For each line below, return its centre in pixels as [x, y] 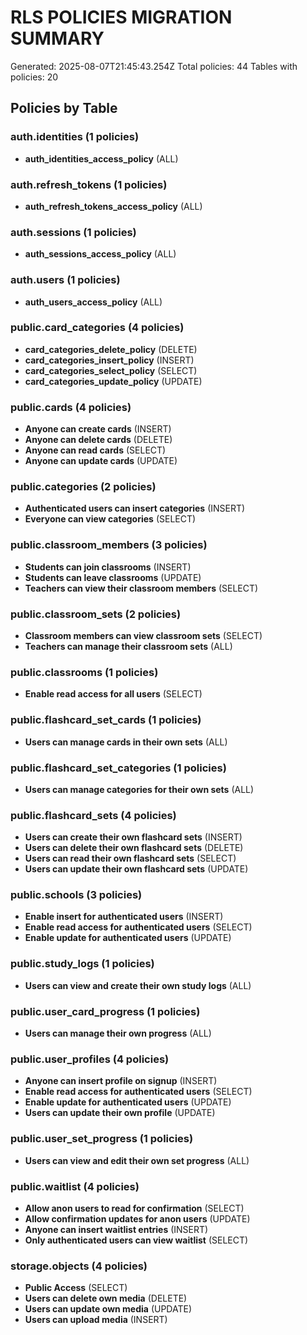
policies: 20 [34, 77]
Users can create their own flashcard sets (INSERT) [133, 837]
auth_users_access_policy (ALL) [93, 302]
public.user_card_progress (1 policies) [105, 1011]
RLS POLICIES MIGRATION [121, 17]
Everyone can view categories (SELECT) [110, 519]
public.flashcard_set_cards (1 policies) [106, 720]
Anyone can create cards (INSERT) [98, 429]
